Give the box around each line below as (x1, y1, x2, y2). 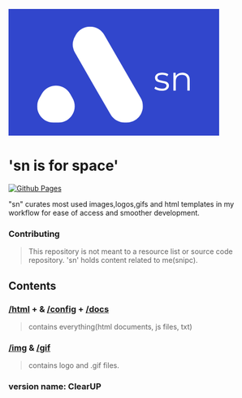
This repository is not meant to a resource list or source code (28, 247, 233, 256)
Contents (8, 278, 57, 293)
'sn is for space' (8, 156, 119, 175)
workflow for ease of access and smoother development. (8, 208, 201, 217)
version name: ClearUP (8, 381, 102, 392)
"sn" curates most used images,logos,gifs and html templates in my (8, 199, 235, 208)
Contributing (8, 228, 60, 239)
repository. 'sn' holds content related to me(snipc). (28, 256, 198, 265)
